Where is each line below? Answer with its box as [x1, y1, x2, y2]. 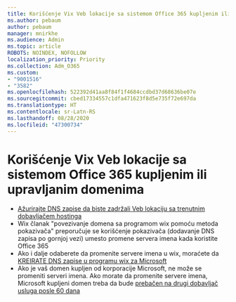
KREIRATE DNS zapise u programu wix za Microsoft [17, 257, 167, 265]
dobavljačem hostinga [17, 212, 82, 221]
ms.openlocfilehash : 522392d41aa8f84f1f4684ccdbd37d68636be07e [7, 88, 197, 96]
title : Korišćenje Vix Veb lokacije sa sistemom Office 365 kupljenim [7, 10, 218, 18]
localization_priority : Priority [7, 56, 105, 63]
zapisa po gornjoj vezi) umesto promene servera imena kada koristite [17, 235, 218, 243]
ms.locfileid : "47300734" [7, 121, 83, 129]
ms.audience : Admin [7, 37, 65, 44]
